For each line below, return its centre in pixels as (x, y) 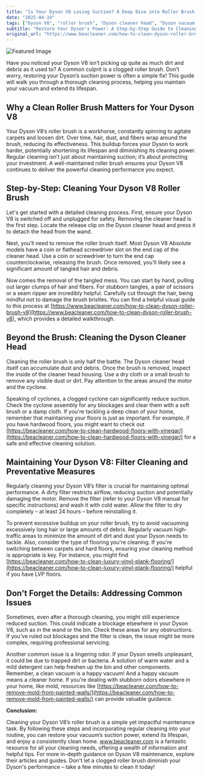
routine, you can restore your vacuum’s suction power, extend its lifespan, (98, 735)
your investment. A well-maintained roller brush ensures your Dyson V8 (95, 163)
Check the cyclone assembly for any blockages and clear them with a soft (98, 405)
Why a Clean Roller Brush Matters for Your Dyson (100, 107)
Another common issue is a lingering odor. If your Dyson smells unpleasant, (100, 654)
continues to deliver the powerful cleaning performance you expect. (90, 170)
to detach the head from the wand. (49, 231)
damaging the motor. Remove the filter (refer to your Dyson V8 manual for (98, 499)
